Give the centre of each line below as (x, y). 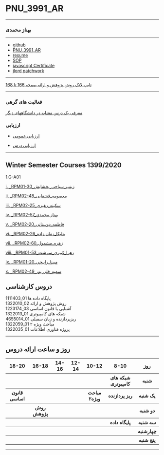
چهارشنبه (147, 432)
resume (20, 55)
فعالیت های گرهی (24, 102)
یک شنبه (147, 396)
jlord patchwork (28, 71)
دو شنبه (147, 411)
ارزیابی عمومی (26, 136)
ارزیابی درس (24, 145)
